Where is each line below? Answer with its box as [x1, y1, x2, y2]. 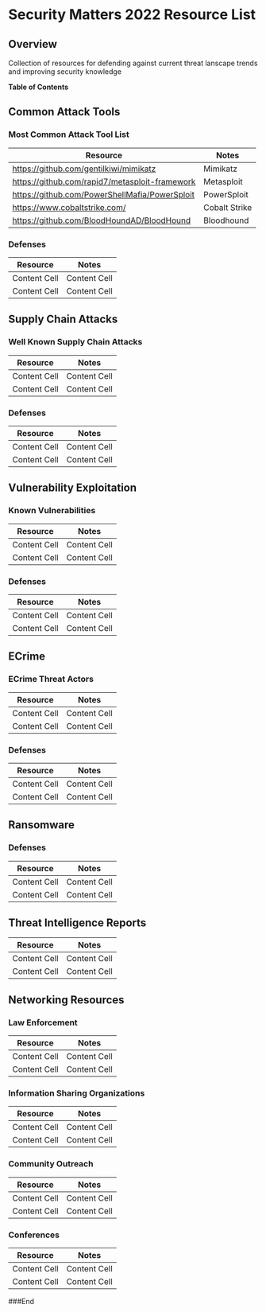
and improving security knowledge [8, 67, 121, 76]
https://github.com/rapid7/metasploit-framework [12, 176, 196, 187]
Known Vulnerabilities [8, 505, 96, 516]
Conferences [8, 1229, 60, 1240]
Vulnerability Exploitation [8, 481, 137, 495]
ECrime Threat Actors [8, 674, 94, 685]
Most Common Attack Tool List [8, 129, 129, 140]
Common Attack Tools [8, 105, 121, 119]
